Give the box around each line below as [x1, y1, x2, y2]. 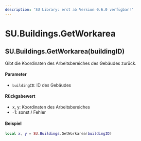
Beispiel [5, 120, 22, 126]
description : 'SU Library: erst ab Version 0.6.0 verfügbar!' [5, 7, 134, 12]
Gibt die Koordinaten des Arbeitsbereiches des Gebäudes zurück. [5, 60, 137, 66]
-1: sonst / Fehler [12, 109, 46, 115]
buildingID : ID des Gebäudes [12, 82, 71, 88]
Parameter [5, 71, 27, 77]
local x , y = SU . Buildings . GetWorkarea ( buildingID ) [5, 131, 112, 136]
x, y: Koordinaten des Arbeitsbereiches [12, 104, 90, 110]
